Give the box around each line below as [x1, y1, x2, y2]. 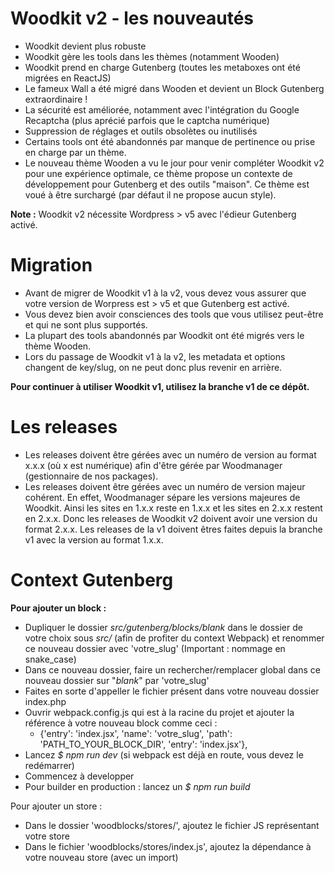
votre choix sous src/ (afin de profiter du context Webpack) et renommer [24, 632, 325, 644]
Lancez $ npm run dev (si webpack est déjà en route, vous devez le [24, 748, 304, 761]
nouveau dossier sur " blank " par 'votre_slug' [24, 674, 210, 686]
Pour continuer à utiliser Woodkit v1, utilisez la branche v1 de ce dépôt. [10, 380, 310, 392]
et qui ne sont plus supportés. [24, 318, 148, 331]
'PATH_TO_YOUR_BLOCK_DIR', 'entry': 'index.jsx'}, [39, 738, 248, 750]
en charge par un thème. [24, 146, 127, 158]
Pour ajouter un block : [10, 602, 107, 614]
